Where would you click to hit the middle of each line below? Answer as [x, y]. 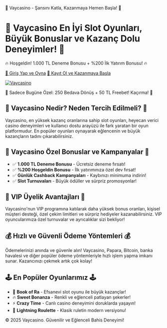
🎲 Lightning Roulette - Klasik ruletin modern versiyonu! [69, 310]
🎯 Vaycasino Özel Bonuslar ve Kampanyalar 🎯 [77, 152]
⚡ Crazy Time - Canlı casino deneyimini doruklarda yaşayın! [74, 303]
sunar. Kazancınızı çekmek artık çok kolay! [49, 261]
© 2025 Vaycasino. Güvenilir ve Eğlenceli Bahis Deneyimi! [65, 320]
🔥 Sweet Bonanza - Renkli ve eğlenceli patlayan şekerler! [72, 297]
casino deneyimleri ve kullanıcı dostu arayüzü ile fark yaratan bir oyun [77, 125]
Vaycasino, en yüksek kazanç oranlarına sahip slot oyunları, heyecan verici [82, 120]
